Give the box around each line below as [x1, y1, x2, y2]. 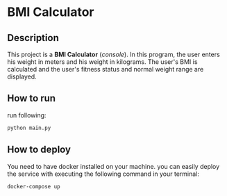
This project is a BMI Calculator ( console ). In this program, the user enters [7, 50, 220, 58]
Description [7, 32, 59, 44]
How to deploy [7, 144, 72, 156]
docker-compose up [7, 183, 60, 190]
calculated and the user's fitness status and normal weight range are [7, 65, 204, 73]
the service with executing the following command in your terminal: [7, 170, 200, 178]
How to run [7, 92, 56, 104]
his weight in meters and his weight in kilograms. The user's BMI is [7, 58, 198, 66]
